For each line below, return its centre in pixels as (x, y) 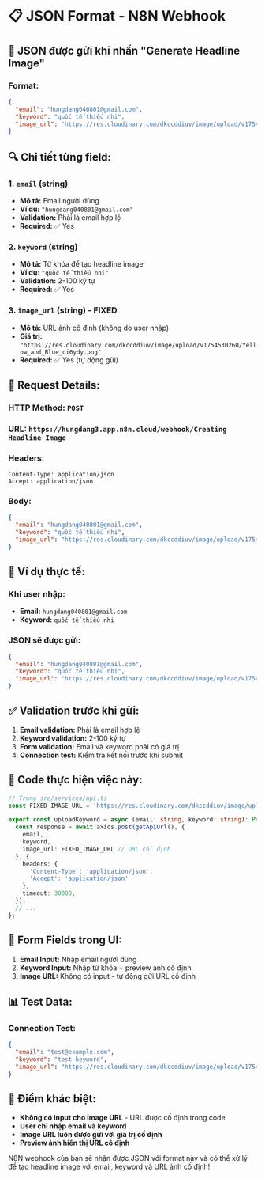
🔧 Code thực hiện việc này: (75, 780)
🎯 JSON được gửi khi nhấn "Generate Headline (124, 50)
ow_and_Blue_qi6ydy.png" (60, 352)
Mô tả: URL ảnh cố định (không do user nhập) (94, 328)
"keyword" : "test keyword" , (62, 1059)
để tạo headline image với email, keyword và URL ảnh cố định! (109, 1167)
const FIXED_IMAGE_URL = (49, 806)
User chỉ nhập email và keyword (73, 1126)
